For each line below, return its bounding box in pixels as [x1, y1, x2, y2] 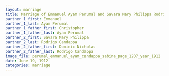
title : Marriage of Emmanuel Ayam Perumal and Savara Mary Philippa [5, 12, 152, 17]
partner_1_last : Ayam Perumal [5, 21, 69, 26]
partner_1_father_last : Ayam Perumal [5, 30, 84, 35]
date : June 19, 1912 [5, 58, 49, 63]
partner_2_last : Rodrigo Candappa [5, 40, 78, 45]
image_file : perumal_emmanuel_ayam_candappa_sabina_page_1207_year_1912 [5, 53, 161, 59]
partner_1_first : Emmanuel [5, 16, 62, 21]
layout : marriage [5, 7, 42, 12]
